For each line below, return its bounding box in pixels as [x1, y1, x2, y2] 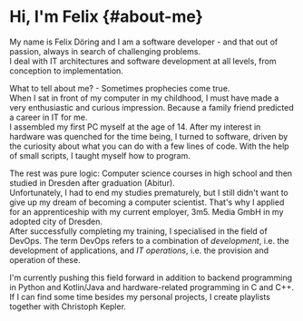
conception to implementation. [9, 65, 124, 76]
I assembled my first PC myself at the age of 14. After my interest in [9, 121, 261, 132]
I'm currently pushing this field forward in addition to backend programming [9, 272, 293, 283]
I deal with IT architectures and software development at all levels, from [9, 55, 277, 66]
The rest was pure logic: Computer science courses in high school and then [9, 168, 293, 179]
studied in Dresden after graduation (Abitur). [9, 177, 175, 188]
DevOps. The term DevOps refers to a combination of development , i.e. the [9, 235, 289, 246]
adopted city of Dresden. [9, 216, 103, 227]
